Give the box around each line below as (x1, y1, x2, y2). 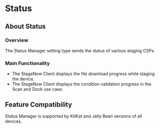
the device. (12, 76, 35, 82)
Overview (5, 37, 29, 44)
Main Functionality (5, 60, 50, 66)
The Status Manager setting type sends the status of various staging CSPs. (5, 48, 155, 53)
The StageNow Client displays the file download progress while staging (12, 71, 155, 77)
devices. (5, 118, 22, 124)
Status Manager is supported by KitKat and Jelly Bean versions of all (5, 113, 142, 119)
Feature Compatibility (5, 100, 72, 109)
